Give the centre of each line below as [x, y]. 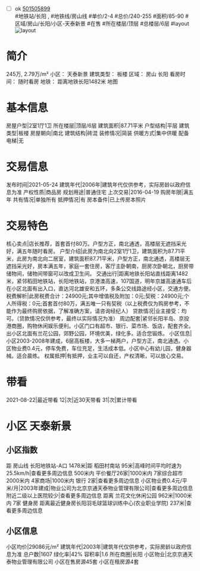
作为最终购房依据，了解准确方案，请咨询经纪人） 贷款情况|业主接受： [96, 311]
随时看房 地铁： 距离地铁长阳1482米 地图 [68, 81]
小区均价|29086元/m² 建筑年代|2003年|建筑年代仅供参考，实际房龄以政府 [96, 546]
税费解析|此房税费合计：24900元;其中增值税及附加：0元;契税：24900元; [95, 296]
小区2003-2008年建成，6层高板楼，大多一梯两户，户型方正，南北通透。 [95, 341]
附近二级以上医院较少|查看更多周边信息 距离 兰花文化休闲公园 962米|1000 [97, 495]
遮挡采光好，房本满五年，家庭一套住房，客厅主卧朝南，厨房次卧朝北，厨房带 [100, 266]
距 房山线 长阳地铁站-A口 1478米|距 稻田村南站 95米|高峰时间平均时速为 [94, 465]
